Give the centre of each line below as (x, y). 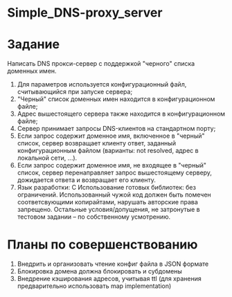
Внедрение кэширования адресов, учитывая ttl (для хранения (109, 279)
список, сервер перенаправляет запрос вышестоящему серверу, (115, 173)
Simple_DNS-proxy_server (85, 13)
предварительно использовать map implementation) (94, 286)
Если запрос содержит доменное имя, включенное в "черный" (111, 136)
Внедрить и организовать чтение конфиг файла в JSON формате (113, 264)
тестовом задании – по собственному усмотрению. (94, 217)
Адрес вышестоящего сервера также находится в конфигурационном (121, 114)
